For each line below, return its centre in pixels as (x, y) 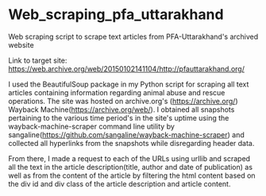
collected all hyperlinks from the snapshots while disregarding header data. (131, 143)
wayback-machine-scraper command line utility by (91, 126)
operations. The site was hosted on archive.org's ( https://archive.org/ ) (123, 101)
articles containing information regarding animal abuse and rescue (117, 92)
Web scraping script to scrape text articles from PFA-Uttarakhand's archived (133, 37)
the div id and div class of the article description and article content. (120, 183)
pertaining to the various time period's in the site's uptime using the (119, 117)
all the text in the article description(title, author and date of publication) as (130, 167)
